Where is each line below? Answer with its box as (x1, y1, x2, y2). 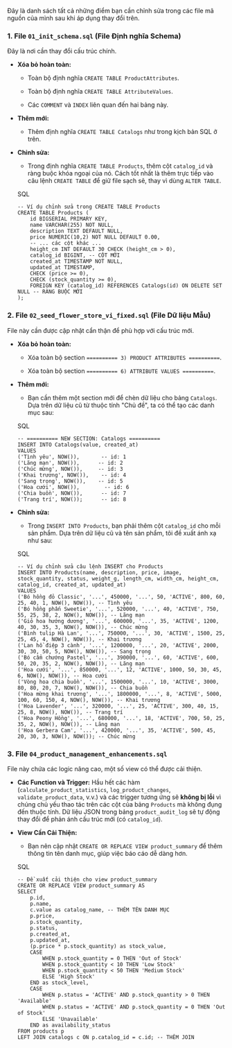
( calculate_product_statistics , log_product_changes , (17, 785, 171, 793)
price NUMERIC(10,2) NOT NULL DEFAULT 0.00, (30, 234, 161, 241)
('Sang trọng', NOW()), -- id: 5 (17, 477, 123, 485)
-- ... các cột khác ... (30, 240, 102, 247)
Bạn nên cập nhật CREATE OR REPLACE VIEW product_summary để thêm (27, 841, 223, 850)
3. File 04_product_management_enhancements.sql (7, 749, 168, 759)
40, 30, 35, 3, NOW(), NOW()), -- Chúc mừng (17, 624, 148, 630)
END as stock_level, (30, 979, 89, 986)
